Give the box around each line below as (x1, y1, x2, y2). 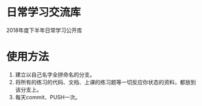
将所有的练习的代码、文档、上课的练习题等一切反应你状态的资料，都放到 (15, 78, 196, 86)
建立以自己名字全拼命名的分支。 (15, 70, 95, 78)
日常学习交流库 (6, 5, 81, 19)
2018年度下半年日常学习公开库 (6, 26, 82, 34)
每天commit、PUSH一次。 (15, 93, 81, 101)
